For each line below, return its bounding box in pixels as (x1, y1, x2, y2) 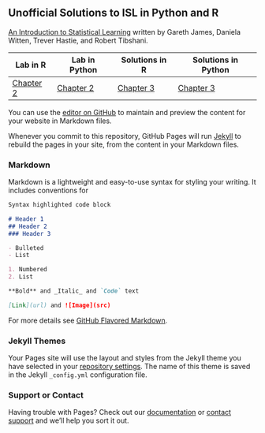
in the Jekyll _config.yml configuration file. (8, 370, 147, 379)
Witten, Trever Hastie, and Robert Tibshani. (8, 35, 148, 45)
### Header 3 (8, 230, 51, 237)
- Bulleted (8, 244, 44, 252)
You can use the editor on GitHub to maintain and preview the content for (8, 107, 246, 117)
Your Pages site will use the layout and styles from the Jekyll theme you (8, 353, 242, 363)
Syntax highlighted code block (8, 201, 111, 209)
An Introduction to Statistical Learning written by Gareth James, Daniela (8, 27, 241, 36)
